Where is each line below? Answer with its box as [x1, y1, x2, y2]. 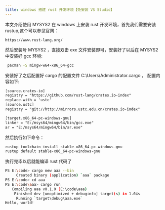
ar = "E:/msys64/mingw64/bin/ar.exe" [5, 125, 83, 130]
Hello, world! [5, 201, 35, 206]
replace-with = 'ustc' [5, 97, 52, 103]
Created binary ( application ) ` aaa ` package [16, 173, 110, 178]
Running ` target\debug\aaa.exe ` [16, 196, 83, 201]
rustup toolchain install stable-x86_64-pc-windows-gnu [5, 144, 123, 149]
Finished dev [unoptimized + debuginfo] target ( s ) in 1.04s [14, 191, 140, 196]
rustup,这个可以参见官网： [5, 28, 59, 34]
